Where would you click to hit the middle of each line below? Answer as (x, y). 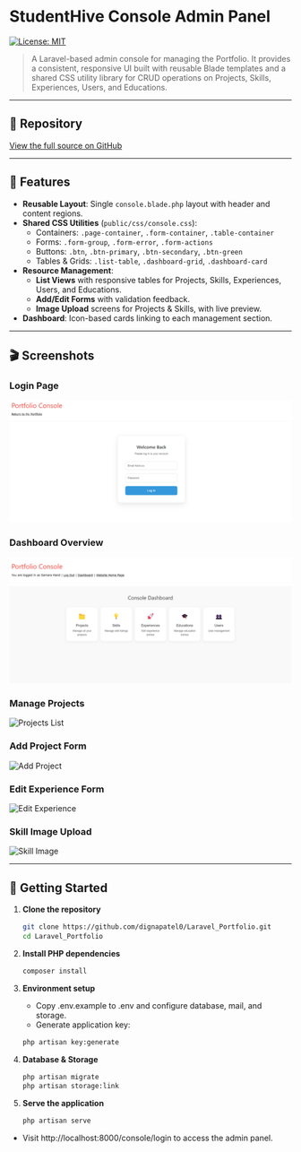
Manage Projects (47, 703)
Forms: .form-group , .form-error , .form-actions (124, 242)
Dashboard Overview (56, 542)
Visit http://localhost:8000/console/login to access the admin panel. (147, 1138)
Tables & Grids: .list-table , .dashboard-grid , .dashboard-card (151, 261)
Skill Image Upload (51, 831)
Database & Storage (60, 1059)
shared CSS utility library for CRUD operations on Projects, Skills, (151, 77)
